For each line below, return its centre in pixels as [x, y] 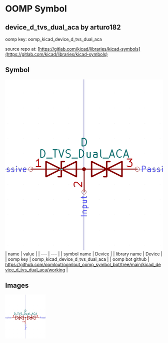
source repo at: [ [22, 49]
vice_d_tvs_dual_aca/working [35, 270]
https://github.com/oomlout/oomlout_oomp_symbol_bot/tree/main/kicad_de [83, 264]
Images [17, 286]
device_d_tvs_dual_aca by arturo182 [63, 27]
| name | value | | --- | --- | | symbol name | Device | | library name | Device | [84, 254]
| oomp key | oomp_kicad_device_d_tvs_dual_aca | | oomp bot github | [77, 259]
